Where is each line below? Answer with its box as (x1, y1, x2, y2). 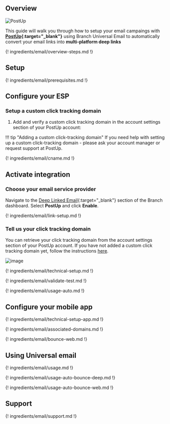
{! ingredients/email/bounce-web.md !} (5, 336, 88, 342)
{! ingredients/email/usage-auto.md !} (5, 287, 85, 294)
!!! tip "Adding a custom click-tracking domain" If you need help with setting (5, 134, 165, 141)
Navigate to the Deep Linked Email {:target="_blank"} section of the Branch (5, 197, 163, 203)
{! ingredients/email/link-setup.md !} (5, 213, 82, 219)
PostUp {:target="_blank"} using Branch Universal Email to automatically (5, 33, 160, 39)
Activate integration (5, 170, 71, 179)
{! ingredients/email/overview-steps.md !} (5, 48, 93, 54)
